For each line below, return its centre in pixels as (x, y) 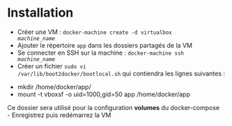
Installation (40, 13)
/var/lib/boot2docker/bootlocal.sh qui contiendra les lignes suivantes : (121, 73)
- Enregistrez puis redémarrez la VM (59, 115)
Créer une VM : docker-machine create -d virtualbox (95, 32)
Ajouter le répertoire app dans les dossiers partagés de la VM (105, 45)
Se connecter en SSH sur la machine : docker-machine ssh (101, 53)
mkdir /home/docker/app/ (54, 87)
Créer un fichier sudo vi (52, 66)
